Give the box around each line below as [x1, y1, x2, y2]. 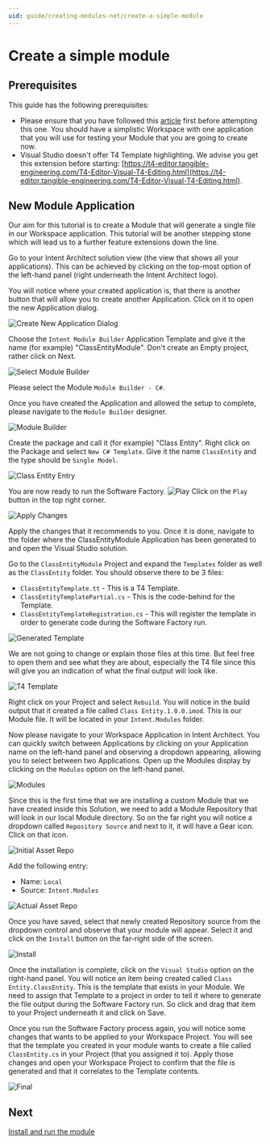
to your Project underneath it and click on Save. [8, 1008, 167, 1017]
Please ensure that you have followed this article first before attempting [19, 115, 258, 125]
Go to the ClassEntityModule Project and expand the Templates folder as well [8, 559, 263, 569]
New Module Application [8, 199, 135, 213]
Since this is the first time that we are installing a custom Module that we [8, 795, 249, 805]
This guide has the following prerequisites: [8, 100, 150, 110]
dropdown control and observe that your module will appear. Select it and [8, 925, 252, 935]
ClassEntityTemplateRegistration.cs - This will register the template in [19, 609, 256, 619]
